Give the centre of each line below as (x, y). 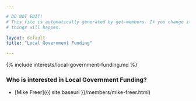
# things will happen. (34, 27)
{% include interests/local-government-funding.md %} (72, 65)
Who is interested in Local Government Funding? (76, 80)
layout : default (26, 38)
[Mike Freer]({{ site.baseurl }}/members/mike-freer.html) (82, 92)
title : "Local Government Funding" (49, 43)
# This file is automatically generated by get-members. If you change (95, 22)
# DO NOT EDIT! (24, 16)
